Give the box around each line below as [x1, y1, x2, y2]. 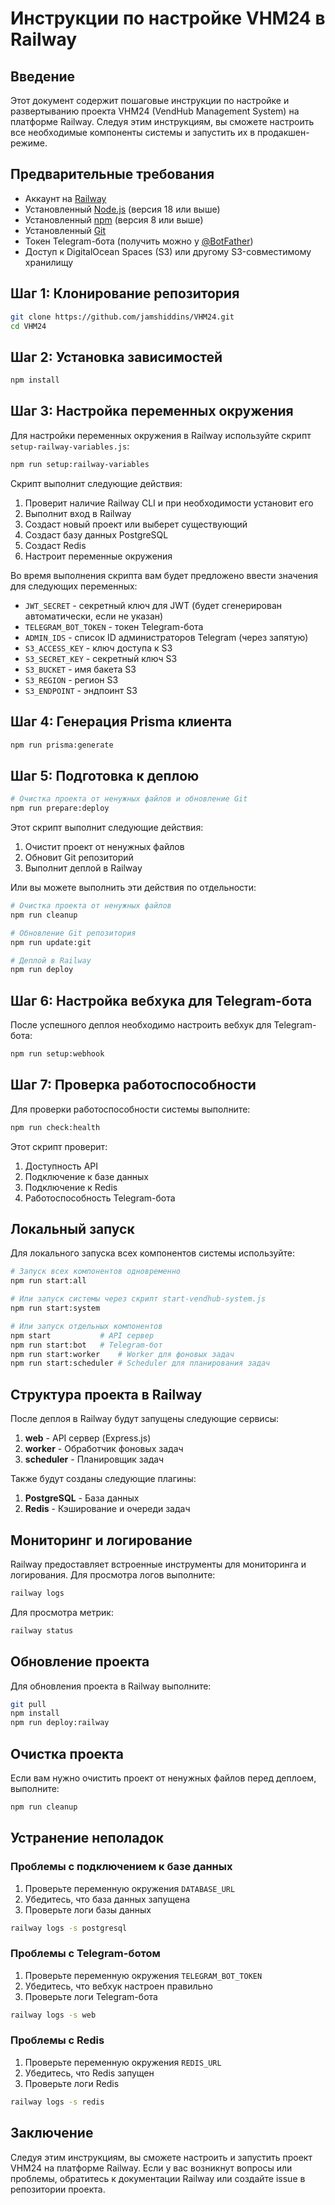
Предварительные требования [10, 166, 215, 183]
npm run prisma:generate [10, 740, 114, 750]
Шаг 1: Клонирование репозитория [10, 285, 240, 302]
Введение [10, 68, 76, 85]
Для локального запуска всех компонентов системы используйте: [10, 1247, 296, 1259]
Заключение [10, 2125, 94, 2142]
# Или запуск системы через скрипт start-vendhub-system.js [10, 1294, 267, 1304]
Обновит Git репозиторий [24, 852, 134, 863]
